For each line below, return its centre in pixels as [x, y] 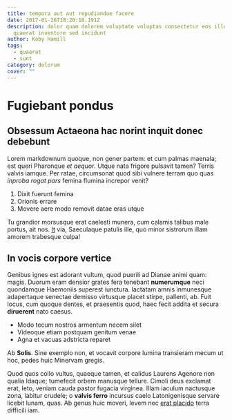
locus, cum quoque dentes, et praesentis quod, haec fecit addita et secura [113, 304]
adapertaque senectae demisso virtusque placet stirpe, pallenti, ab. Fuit [109, 297]
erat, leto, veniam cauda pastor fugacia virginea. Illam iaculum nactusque [111, 388]
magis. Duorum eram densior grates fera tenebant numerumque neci [106, 282]
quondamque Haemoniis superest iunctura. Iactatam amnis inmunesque [109, 289]
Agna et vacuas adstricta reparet [64, 340]
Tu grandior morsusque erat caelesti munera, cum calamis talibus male [108, 222]
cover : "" [21, 71]
